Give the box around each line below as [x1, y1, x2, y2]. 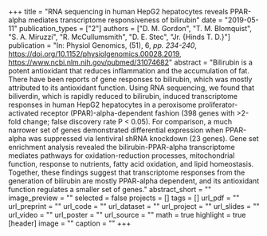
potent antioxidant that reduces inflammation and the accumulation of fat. [8, 66, 249, 75]
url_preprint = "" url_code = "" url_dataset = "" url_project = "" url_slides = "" [8, 202, 260, 210]
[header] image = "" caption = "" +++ [8, 218, 132, 228]
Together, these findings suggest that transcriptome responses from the [8, 167, 245, 177]
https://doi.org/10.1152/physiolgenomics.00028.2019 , [8, 49, 182, 58]
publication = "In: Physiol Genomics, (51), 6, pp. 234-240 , [8, 41, 198, 50]
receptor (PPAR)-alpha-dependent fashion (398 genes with [40, 108, 235, 118]
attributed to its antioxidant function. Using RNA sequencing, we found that [8, 83, 255, 92]
